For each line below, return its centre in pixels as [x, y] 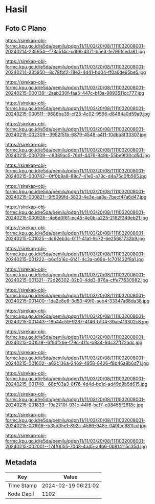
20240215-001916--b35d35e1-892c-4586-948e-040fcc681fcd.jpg [76, 425]
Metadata [21, 462]
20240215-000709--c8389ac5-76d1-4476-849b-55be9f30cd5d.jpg [77, 155]
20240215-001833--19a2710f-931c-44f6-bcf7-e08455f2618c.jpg [74, 405]
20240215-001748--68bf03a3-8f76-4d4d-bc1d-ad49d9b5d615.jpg [76, 384]
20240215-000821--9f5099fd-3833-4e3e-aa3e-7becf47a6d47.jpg [76, 197]
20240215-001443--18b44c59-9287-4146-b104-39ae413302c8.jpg [77, 322]
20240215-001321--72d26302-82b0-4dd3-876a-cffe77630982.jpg [77, 280]
